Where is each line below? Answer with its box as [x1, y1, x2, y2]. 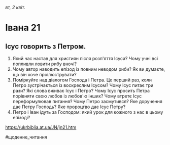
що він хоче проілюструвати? [12, 72, 77, 77]
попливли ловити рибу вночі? [12, 61, 77, 67]
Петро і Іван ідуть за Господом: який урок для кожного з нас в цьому [12, 109, 163, 115]
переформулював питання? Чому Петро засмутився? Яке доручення [12, 99, 162, 104]
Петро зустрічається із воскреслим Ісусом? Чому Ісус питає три [12, 82, 154, 88]
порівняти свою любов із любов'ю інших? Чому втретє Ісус [12, 93, 142, 99]
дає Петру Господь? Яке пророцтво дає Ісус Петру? [12, 104, 126, 110]
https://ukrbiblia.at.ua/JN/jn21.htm [5, 124, 77, 130]
